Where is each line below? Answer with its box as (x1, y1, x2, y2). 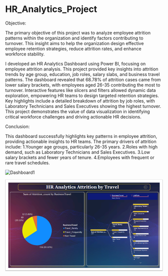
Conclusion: (5, 123, 30, 129)
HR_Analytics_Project (5, 3, 97, 15)
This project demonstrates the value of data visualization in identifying (5, 108, 150, 114)
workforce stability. (5, 51, 45, 57)
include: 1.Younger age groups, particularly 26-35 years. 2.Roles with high (5, 143, 158, 149)
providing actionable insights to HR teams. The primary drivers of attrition (5, 138, 156, 144)
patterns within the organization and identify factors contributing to (5, 35, 143, 41)
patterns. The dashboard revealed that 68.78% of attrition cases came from (5, 76, 161, 82)
